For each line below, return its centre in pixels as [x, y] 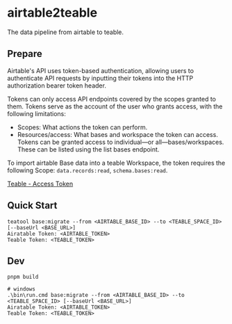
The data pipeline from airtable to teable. [65, 32]
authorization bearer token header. [57, 86]
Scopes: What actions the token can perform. [82, 127]
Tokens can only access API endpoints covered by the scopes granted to [112, 99]
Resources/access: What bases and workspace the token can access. [118, 134]
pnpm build [23, 277]
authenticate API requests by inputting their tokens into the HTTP [100, 78]
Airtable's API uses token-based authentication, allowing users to [101, 70]
